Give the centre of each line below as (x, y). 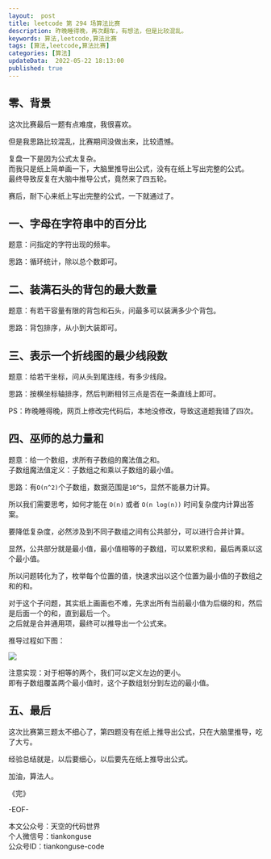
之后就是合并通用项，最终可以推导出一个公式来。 (90, 623)
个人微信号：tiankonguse (50, 836)
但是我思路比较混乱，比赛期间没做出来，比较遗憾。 (93, 141)
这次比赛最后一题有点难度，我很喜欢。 (72, 124)
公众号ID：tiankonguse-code (56, 846)
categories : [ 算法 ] (40, 53)
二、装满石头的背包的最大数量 (83, 289)
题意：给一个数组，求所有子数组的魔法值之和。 (86, 459)
